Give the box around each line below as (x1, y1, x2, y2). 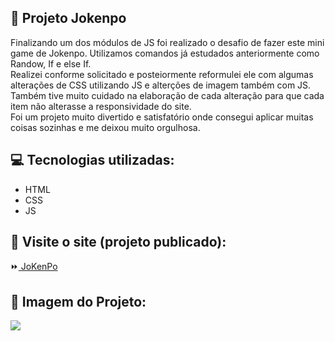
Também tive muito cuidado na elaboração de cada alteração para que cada (10, 89, 325, 101)
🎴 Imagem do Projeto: (10, 293, 147, 310)
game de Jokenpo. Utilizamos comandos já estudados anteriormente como (10, 47, 320, 59)
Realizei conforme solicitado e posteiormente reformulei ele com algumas (10, 68, 314, 80)
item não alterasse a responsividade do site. (10, 100, 192, 112)
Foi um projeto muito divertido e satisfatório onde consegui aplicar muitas (10, 111, 314, 123)
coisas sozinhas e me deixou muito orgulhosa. (10, 121, 201, 133)
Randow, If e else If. (10, 57, 92, 70)
